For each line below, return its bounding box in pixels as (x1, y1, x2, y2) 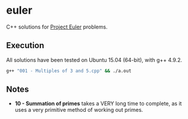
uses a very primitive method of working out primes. (14, 107, 143, 114)
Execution (6, 40, 45, 51)
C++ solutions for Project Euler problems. (6, 23, 108, 30)
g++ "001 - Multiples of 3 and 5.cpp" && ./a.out (6, 68, 132, 74)
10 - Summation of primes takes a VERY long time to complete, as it (14, 100, 182, 107)
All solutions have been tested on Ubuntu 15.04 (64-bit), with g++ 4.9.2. (6, 56, 183, 63)
